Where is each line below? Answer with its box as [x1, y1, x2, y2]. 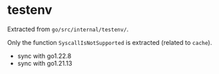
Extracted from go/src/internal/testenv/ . [7, 25, 129, 33]
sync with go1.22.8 [17, 51, 72, 60]
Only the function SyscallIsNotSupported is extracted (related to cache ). [7, 38, 213, 46]
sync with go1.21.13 [17, 59, 73, 67]
